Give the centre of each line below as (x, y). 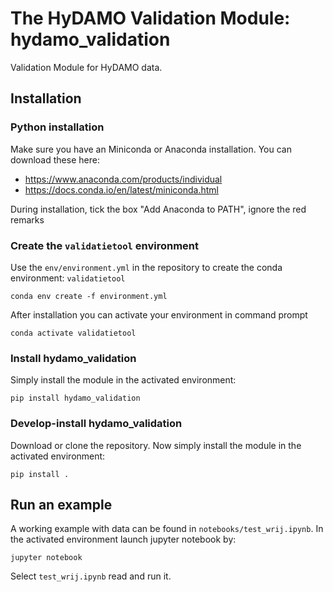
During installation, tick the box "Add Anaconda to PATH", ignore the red (158, 209)
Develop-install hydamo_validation (96, 424)
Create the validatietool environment (105, 245)
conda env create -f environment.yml (89, 296)
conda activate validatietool (73, 333)
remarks (27, 219)
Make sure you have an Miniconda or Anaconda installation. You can (151, 149)
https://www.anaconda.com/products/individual (123, 179)
